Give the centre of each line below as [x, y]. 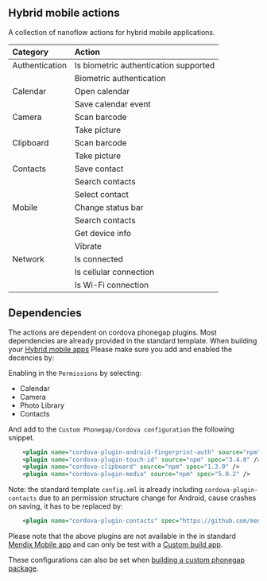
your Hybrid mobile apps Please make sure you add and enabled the [120, 349]
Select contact [101, 194]
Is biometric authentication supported [145, 65]
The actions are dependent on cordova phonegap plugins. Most [112, 332]
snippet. [21, 437]
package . [23, 568]
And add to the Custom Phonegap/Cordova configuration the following [121, 429]
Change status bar [109, 207]
